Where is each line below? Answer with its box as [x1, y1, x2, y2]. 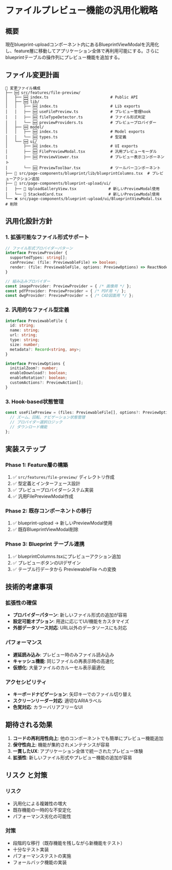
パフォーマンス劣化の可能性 [12, 813, 72, 819]
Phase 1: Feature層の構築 [5, 461, 68, 468]
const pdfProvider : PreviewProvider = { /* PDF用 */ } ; [5, 288, 126, 294]
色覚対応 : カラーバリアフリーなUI [12, 704, 83, 710]
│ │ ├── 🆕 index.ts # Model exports [5, 129, 145, 134]
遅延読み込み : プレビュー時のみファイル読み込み [12, 651, 114, 658]
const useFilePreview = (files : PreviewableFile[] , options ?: [5, 410, 141, 415]
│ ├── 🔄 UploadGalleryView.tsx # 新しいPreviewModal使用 [5, 186, 160, 191]
